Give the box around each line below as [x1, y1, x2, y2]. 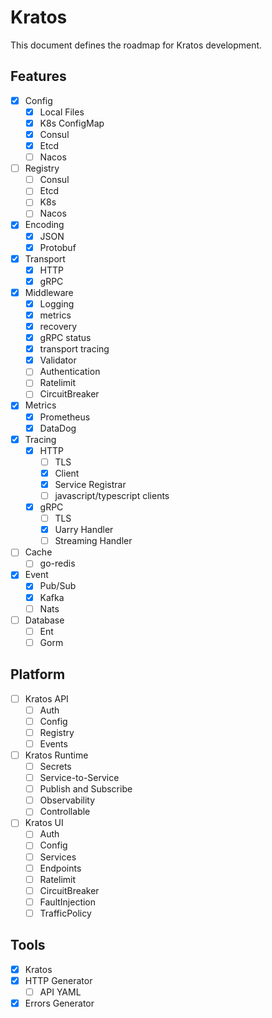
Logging [39, 297, 75, 310]
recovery [39, 321, 78, 332]
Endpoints [39, 862, 82, 874]
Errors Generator [24, 997, 95, 1009]
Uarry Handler [54, 524, 114, 536]
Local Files [39, 106, 85, 118]
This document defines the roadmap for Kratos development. [10, 39, 263, 51]
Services [39, 851, 77, 863]
